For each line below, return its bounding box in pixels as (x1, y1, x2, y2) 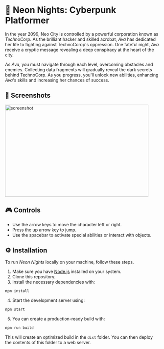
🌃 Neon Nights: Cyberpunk (5, 4, 117, 16)
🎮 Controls (5, 206, 41, 215)
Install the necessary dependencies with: (12, 279, 95, 285)
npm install (5, 289, 29, 294)
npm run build (5, 325, 34, 330)
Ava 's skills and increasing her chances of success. (5, 77, 109, 83)
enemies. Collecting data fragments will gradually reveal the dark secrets (5, 66, 153, 73)
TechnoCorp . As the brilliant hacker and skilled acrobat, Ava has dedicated (5, 36, 156, 42)
